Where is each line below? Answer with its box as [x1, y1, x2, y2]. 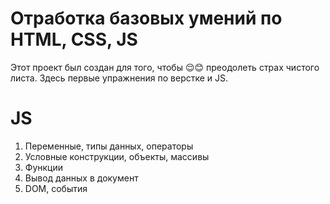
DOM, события [24, 182, 88, 194]
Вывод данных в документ [24, 172, 139, 184]
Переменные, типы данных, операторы [24, 140, 194, 152]
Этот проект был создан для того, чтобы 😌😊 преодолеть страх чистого [10, 61, 320, 73]
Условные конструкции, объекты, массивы [24, 150, 210, 162]
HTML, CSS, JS [10, 28, 138, 51]
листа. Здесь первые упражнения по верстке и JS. [10, 72, 229, 84]
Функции [24, 161, 64, 173]
